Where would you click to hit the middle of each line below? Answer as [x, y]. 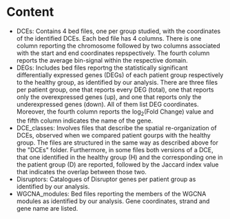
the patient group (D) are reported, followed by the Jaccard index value [117, 164]
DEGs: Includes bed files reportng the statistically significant [102, 67]
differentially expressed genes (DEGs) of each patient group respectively [120, 75]
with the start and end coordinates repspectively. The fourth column [113, 53]
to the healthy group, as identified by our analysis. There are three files [117, 82]
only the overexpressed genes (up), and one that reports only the [109, 96]
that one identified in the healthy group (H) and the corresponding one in [119, 157]
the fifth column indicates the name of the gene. [85, 121]
